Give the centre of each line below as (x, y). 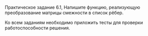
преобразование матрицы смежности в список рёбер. (64, 13)
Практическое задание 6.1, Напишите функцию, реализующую (72, 7)
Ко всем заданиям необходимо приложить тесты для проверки (74, 23)
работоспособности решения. (38, 28)
